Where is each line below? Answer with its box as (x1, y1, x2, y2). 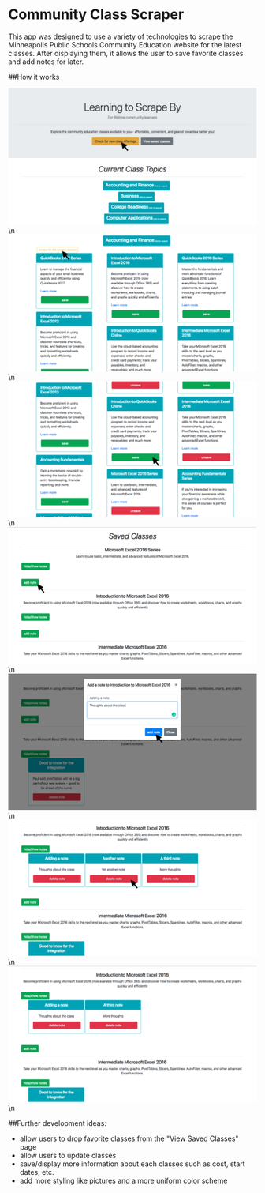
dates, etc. (19, 1168, 54, 1177)
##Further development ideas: (8, 1119, 106, 1128)
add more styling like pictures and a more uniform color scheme (19, 1176, 228, 1186)
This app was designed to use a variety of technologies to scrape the (8, 32, 233, 41)
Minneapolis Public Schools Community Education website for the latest (8, 40, 242, 49)
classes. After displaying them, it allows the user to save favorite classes (8, 48, 244, 58)
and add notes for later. (8, 57, 84, 66)
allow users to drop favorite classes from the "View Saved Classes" (19, 1134, 239, 1143)
